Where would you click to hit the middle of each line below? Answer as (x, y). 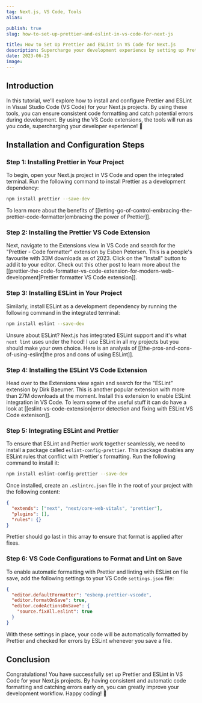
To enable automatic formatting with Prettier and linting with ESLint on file (97, 572)
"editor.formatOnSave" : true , (49, 600)
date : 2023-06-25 (28, 56)
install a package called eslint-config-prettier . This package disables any (100, 450)
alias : (14, 17)
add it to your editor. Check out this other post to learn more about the (93, 265)
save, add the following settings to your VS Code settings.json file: (90, 578)
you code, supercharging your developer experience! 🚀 (75, 126)
